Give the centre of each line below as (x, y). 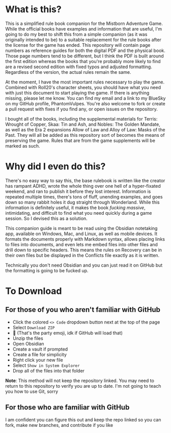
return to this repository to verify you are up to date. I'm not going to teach (83, 386)
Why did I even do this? (55, 167)
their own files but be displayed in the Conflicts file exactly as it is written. (82, 255)
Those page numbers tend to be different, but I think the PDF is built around (84, 56)
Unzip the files (28, 338)
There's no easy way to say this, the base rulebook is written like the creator (85, 180)
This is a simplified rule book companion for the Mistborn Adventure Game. (84, 23)
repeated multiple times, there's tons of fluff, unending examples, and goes (84, 196)
